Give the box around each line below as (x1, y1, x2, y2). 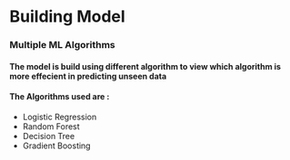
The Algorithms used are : (9, 91, 110, 102)
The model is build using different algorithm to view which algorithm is (9, 61, 282, 71)
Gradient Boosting (22, 140, 91, 151)
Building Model (9, 6, 125, 27)
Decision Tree (22, 130, 75, 141)
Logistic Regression (22, 111, 97, 122)
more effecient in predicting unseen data (9, 71, 167, 81)
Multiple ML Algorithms (9, 39, 115, 52)
